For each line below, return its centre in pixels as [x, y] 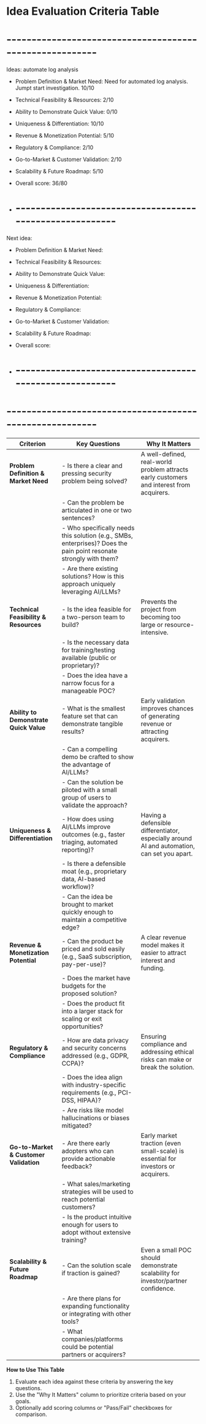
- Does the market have [96, 978]
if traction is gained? [91, 1273]
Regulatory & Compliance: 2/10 [54, 148]
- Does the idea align [92, 1077]
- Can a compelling [90, 749]
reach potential [83, 1200]
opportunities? [82, 1026]
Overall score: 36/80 [41, 183]
